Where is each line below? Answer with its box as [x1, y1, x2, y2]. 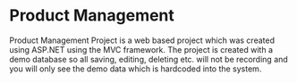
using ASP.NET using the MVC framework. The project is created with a [9, 44, 273, 54]
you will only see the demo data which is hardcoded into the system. [9, 63, 262, 74]
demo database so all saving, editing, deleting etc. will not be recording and [9, 54, 288, 64]
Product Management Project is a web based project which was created [9, 35, 276, 46]
